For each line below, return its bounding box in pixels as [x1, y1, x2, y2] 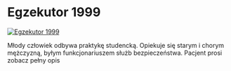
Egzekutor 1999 [7, 4, 101, 20]
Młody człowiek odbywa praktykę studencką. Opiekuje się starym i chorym [7, 41, 225, 49]
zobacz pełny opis [7, 56, 60, 64]
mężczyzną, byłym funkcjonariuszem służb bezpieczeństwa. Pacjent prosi [7, 49, 223, 57]
